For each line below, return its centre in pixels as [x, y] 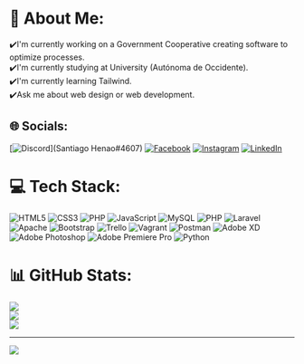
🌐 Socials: [39, 126]
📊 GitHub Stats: [71, 275]
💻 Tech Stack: [65, 186]
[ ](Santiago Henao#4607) [76, 148]
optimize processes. [47, 57]
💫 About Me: [57, 19]
